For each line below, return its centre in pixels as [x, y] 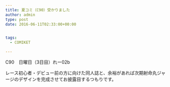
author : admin [20, 15]
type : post [17, 19]
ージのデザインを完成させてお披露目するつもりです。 [61, 79]
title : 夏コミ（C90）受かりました [38, 10]
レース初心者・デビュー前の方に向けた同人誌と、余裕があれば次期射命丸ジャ [86, 73]
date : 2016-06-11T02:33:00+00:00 [41, 24]
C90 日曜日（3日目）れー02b [38, 62]
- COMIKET [20, 43]
